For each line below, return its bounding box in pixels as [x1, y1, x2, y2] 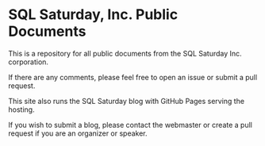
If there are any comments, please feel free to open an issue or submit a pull [8, 72, 258, 82]
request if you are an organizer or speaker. [8, 129, 148, 138]
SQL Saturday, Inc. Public [8, 6, 179, 24]
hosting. [8, 105, 35, 114]
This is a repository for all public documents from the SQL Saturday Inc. [8, 48, 242, 58]
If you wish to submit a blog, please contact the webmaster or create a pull [8, 120, 252, 129]
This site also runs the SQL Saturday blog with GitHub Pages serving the [8, 96, 244, 106]
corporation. [8, 57, 49, 67]
